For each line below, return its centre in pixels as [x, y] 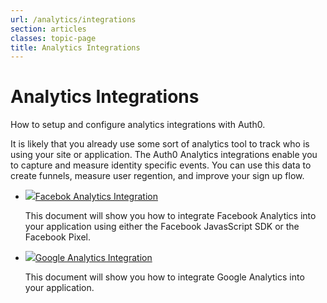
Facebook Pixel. [57, 237]
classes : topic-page [53, 38]
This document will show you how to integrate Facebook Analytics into [170, 216]
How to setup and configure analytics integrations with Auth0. [138, 125]
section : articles [48, 29]
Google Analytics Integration [93, 258]
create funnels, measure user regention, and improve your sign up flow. [157, 176]
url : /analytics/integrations [73, 19]
